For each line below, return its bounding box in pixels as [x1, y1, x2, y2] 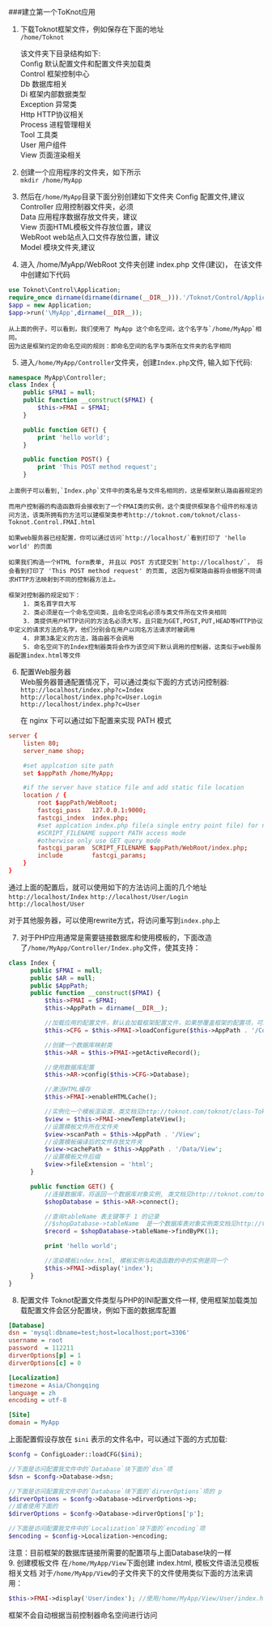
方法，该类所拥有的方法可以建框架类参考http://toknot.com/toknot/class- [14, 511, 241, 519]
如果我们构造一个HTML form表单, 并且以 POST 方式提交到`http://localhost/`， [8, 558, 253, 566]
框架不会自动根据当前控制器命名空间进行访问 [8, 1610, 158, 1620]
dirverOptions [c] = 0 [8, 1358, 82, 1367]
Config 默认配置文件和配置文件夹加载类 [19, 59, 151, 68]
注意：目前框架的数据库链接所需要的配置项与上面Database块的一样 [8, 1547, 232, 1557]
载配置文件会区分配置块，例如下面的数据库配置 [19, 1305, 176, 1315]
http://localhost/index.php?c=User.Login [19, 693, 162, 701]
